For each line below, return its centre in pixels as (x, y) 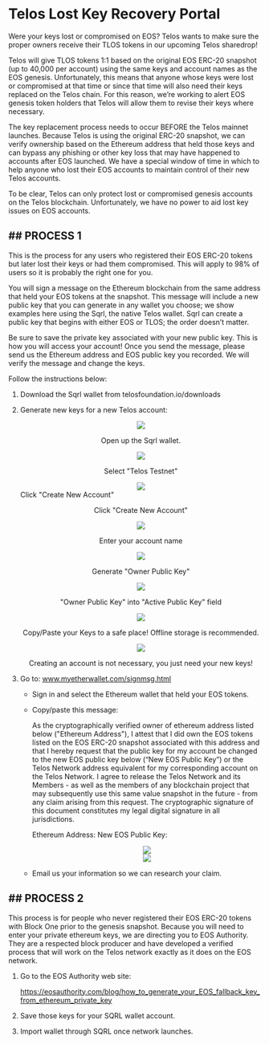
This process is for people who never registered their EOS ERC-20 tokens (130, 918)
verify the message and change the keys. (77, 363)
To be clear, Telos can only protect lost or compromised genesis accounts (130, 193)
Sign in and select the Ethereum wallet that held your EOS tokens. (140, 694)
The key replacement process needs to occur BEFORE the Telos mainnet (128, 127)
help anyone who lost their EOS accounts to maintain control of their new (129, 169)
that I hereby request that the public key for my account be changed (145, 750)
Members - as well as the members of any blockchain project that (141, 785)
